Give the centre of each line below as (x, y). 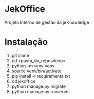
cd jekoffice (23, 81)
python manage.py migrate (39, 86)
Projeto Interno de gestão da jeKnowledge (47, 22)
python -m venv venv (33, 66)
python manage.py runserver (41, 91)
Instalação (26, 42)
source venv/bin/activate (37, 71)
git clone (20, 55)
